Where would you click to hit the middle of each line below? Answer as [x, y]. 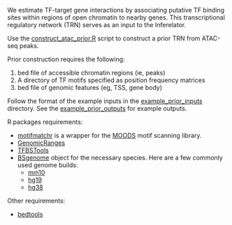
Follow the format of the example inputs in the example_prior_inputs [105, 101]
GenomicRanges [41, 143]
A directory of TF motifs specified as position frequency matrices [111, 80]
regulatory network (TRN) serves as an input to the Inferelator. [97, 25]
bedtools [30, 214]
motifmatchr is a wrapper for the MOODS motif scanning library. [109, 135]
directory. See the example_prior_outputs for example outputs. [97, 108]
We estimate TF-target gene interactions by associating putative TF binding [116, 10]
